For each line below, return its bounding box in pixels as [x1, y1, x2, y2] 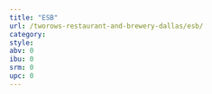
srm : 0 [9, 64, 34, 73]
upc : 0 [9, 72, 34, 81]
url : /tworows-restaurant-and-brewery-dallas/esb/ [9, 21, 204, 30]
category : [9, 30, 47, 38]
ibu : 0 [9, 55, 34, 64]
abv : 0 [9, 47, 34, 56]
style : [9, 38, 34, 47]
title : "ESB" [9, 13, 59, 22]
